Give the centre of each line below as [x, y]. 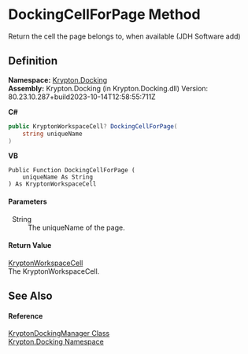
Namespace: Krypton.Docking [58, 79]
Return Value [30, 245]
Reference [26, 315]
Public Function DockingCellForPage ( [72, 171]
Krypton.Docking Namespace [56, 342]
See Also [30, 296]
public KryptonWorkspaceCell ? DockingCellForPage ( [93, 126]
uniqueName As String [57, 177]
